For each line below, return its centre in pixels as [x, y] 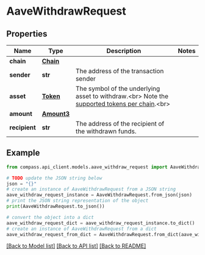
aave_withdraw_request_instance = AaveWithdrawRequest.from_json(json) [99, 195]
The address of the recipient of [120, 124]
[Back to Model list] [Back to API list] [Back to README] [76, 246]
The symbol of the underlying [118, 88]
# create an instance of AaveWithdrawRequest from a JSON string [91, 189]
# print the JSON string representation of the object [77, 201]
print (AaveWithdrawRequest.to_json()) [56, 207]
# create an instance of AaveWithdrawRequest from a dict [81, 229]
